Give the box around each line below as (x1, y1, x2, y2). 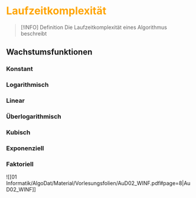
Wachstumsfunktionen (6, 47, 93, 57)
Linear (6, 96, 25, 105)
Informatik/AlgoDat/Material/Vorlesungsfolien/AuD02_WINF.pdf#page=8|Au (6, 180, 191, 187)
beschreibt (20, 30, 47, 37)
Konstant (6, 65, 34, 73)
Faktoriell (6, 160, 34, 168)
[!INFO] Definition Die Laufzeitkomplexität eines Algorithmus (20, 24, 167, 31)
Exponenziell (6, 144, 44, 152)
